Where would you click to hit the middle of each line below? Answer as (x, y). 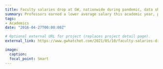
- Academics (17, 23)
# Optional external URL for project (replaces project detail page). (78, 36)
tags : (10, 18)
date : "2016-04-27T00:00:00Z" (36, 28)
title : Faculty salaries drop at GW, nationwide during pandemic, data (79, 9)
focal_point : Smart (29, 59)
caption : (18, 54)
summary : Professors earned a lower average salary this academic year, (80, 14)
